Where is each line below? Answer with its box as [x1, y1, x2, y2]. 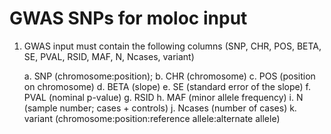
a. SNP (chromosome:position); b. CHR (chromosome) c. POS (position [23, 70, 316, 82]
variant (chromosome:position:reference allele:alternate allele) [23, 112, 281, 124]
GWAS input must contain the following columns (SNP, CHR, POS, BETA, [23, 40, 322, 52]
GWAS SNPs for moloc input [9, 7, 248, 30]
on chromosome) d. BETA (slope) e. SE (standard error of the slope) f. [23, 80, 312, 92]
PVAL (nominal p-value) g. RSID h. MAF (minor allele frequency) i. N [23, 91, 304, 103]
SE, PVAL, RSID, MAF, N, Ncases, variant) [23, 50, 195, 62]
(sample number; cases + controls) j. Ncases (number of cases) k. [23, 102, 297, 114]
